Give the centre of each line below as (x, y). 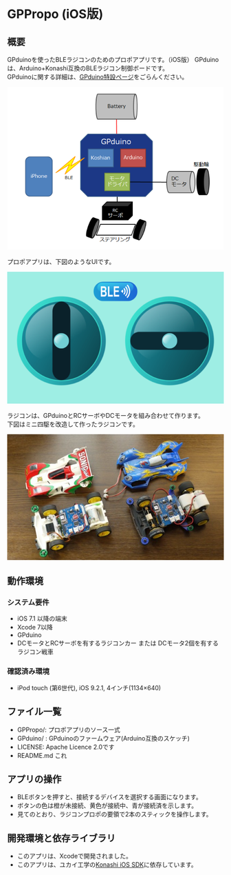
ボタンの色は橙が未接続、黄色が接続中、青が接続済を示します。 (107, 806)
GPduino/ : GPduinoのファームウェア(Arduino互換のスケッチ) (103, 738)
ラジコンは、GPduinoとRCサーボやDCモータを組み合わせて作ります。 (106, 416)
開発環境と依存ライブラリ (61, 838)
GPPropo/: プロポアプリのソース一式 (68, 730)
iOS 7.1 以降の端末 (42, 618)
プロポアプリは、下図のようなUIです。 (61, 262)
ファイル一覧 (34, 712)
